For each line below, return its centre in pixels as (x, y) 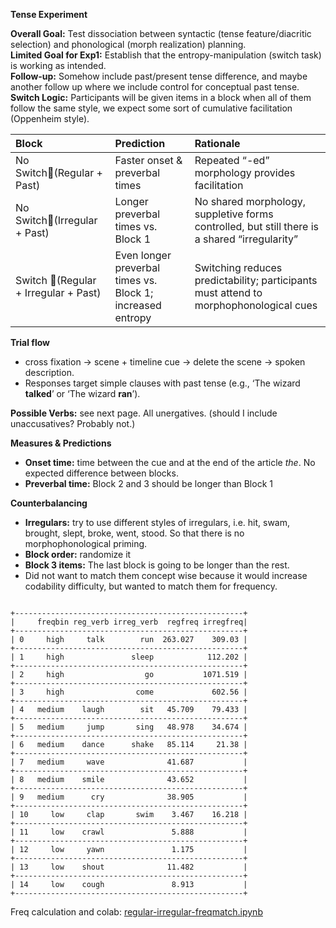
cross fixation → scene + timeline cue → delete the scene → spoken (165, 362)
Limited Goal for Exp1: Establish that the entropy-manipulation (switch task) (166, 55)
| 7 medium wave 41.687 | (129, 762)
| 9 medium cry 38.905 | (129, 797)
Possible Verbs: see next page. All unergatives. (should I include (144, 413)
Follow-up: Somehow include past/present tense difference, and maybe (159, 76)
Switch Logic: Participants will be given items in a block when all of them (161, 97)
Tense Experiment (49, 14)
